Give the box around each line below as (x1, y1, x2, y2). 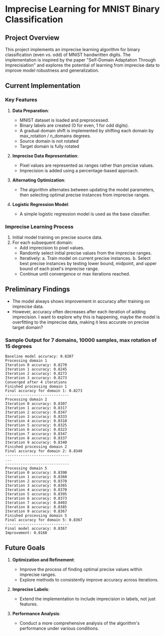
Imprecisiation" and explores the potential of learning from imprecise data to (5, 62, 160, 68)
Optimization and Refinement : (12, 557, 75, 563)
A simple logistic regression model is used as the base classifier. (19, 211, 151, 217)
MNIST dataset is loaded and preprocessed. (19, 117, 109, 123)
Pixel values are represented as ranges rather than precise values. (19, 162, 154, 168)
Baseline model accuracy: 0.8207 (5, 354, 74, 359)
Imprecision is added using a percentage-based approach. (19, 167, 139, 173)
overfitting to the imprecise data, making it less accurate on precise (12, 319, 149, 325)
